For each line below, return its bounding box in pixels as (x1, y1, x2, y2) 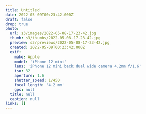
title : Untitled (5, 7, 40, 13)
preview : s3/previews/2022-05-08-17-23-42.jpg (10, 40, 110, 45)
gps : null (14, 87, 35, 92)
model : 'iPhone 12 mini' (14, 59, 67, 64)
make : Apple (14, 54, 40, 60)
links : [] (5, 101, 26, 106)
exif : (10, 49, 22, 54)
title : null (10, 92, 35, 97)
